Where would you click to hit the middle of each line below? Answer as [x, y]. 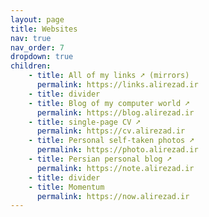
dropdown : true [42, 57]
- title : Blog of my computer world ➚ [109, 103]
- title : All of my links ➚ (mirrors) [109, 76]
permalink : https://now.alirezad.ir [113, 196]
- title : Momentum [66, 187]
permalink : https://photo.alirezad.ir [117, 150]
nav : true [31, 38]
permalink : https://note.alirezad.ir [115, 168]
